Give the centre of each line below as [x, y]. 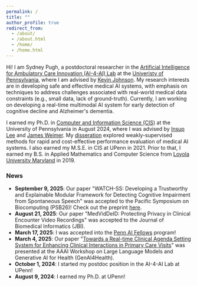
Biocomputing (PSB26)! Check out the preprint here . [78, 207]
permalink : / [22, 12]
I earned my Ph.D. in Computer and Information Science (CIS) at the [88, 123]
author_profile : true [33, 23]
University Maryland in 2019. [41, 160]
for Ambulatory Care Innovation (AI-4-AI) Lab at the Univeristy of [85, 73]
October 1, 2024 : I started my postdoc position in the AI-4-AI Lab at [97, 264]
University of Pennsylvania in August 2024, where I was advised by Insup [95, 128]
